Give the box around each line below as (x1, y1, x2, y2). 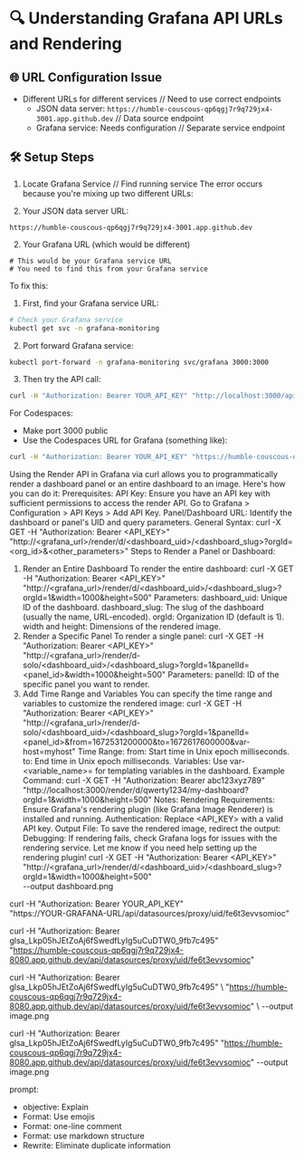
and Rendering (9, 34, 122, 54)
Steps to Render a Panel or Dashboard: (130, 546, 276, 557)
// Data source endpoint (115, 113, 204, 123)
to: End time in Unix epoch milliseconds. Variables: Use (22, 756, 228, 767)
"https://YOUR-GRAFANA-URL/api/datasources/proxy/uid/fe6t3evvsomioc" (9, 908, 290, 919)
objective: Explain (22, 1102, 89, 1113)
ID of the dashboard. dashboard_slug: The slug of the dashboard (22, 602, 264, 613)
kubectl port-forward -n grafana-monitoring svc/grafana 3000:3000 (9, 358, 270, 367)
